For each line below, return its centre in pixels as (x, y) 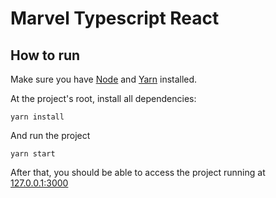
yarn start (33, 154)
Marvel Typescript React (115, 18)
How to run (45, 55)
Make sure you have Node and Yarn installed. (104, 79)
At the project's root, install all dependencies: (103, 98)
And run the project (50, 135)
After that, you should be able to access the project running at (138, 172)
